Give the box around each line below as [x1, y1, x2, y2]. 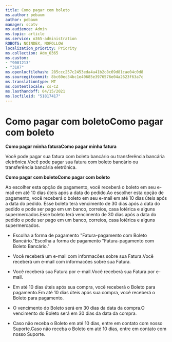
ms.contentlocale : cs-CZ [5, 84, 59, 89]
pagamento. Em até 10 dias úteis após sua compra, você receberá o [12, 290, 156, 296]
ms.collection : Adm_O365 [5, 50, 59, 55]
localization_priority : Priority [5, 46, 77, 51]
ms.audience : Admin [5, 27, 47, 32]
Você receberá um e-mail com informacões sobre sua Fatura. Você [12, 253, 154, 259]
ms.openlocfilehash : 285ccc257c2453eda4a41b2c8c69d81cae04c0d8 [5, 70, 144, 75]
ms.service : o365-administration [5, 36, 77, 42]
